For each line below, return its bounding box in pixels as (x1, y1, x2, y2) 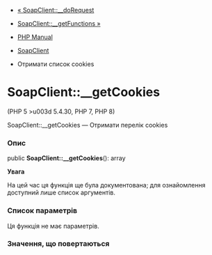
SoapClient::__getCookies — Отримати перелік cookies (7, 121, 168, 129)
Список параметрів (7, 206, 78, 215)
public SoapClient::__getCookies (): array (7, 154, 127, 162)
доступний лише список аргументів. (7, 188, 116, 197)
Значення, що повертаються (7, 239, 110, 249)
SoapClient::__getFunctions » (17, 20, 101, 27)
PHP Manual (17, 33, 54, 41)
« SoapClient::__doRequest (17, 6, 95, 14)
